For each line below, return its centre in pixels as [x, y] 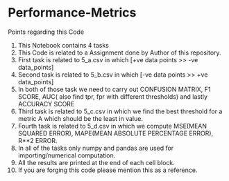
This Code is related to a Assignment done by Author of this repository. [119, 53]
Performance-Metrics [72, 13]
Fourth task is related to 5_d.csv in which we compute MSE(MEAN [112, 126]
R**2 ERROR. [37, 140]
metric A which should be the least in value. [80, 118]
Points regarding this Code [46, 32]
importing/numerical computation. [67, 155]
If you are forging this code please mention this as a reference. [108, 170]
